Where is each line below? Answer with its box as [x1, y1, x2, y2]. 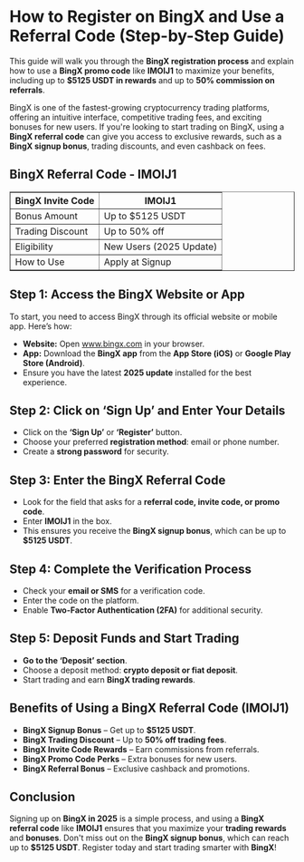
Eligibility [14, 240, 54, 253]
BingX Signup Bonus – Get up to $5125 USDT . [22, 724, 196, 735]
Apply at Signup [103, 256, 172, 268]
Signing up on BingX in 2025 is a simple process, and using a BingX [9, 813, 265, 824]
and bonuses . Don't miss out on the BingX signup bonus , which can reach [9, 832, 290, 844]
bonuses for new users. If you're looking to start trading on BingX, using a [9, 121, 285, 132]
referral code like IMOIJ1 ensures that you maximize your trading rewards [9, 823, 287, 834]
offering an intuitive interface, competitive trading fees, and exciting [9, 111, 262, 122]
